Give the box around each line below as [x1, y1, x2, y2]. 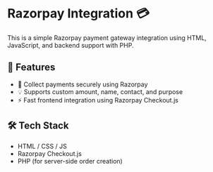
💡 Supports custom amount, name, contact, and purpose [17, 87, 183, 95]
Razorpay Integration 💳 [7, 6, 150, 22]
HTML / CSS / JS [17, 142, 67, 150]
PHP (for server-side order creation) [17, 157, 123, 165]
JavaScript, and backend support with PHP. [7, 41, 134, 49]
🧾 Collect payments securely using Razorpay [17, 80, 148, 88]
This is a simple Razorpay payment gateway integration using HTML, [7, 33, 207, 42]
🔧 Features [7, 61, 56, 74]
